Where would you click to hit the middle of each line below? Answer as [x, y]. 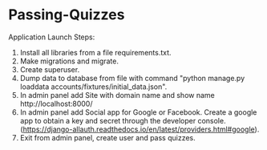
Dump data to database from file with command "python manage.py [132, 78]
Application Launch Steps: [52, 37]
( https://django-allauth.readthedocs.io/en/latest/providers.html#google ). [140, 129]
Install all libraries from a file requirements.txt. [95, 52]
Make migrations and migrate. [69, 61]
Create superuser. [50, 69]
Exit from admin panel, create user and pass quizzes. [108, 137]
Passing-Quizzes [67, 15]
